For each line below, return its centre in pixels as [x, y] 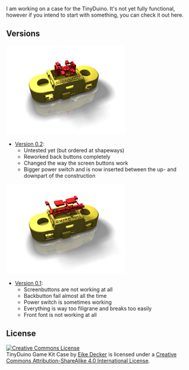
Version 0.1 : [29, 283]
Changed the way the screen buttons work [76, 163]
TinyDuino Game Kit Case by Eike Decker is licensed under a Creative [92, 354]
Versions [23, 34]
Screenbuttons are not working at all [68, 289]
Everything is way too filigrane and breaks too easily [88, 308]
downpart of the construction [59, 175]
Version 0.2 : [29, 144]
